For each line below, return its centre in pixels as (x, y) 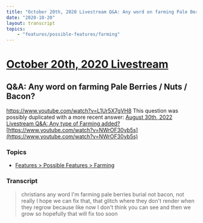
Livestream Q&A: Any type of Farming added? (63, 124)
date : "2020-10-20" (31, 18)
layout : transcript (31, 23)
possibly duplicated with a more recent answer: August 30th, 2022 (89, 117)
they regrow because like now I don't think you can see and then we (106, 207)
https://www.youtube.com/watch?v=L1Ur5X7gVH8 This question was (92, 111)
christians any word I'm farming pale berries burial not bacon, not (102, 194)
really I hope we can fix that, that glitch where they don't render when (108, 201)
